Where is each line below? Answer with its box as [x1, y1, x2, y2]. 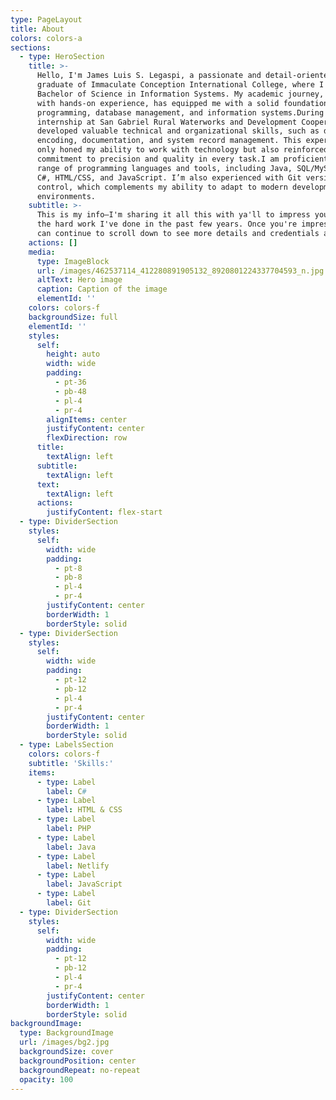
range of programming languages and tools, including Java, [36, 163, 293, 173]
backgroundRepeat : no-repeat [19, 1065, 141, 1075]
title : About [10, 24, 65, 34]
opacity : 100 [19, 1074, 74, 1085]
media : [28, 247, 56, 257]
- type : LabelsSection [19, 740, 114, 750]
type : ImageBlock [36, 256, 110, 266]
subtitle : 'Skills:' [28, 758, 114, 768]
